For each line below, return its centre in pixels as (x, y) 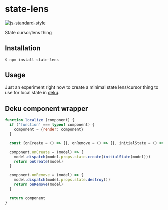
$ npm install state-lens (32, 60)
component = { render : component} (49, 129)
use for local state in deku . (32, 92)
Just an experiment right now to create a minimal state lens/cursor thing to (82, 87)
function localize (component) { (40, 120)
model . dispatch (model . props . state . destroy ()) (62, 180)
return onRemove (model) (39, 184)
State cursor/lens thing (29, 32)
